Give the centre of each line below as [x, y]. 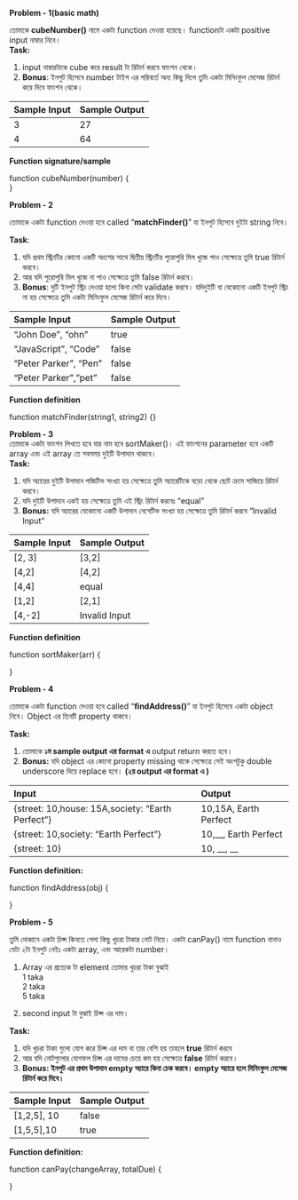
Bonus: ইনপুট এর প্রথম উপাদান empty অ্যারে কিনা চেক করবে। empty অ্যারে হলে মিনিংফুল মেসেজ [154, 1068]
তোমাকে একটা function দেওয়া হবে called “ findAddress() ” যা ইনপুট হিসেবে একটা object [141, 706]
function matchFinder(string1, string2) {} [83, 417]
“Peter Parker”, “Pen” [58, 363]
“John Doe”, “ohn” [51, 334]
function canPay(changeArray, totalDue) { [86, 1169]
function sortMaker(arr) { [55, 655]
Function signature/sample [60, 161]
